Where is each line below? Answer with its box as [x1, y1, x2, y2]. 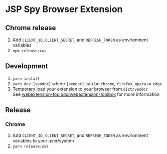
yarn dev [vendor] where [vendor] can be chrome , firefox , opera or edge [12, 80, 162, 86]
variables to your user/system [12, 137, 74, 143]
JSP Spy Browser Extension [5, 4, 123, 15]
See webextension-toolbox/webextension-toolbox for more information [12, 91, 160, 97]
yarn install [12, 76, 40, 81]
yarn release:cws [12, 144, 49, 149]
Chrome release [5, 24, 56, 32]
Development [5, 62, 49, 71]
